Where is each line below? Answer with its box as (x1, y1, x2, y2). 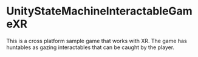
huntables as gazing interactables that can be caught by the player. (6, 44, 175, 51)
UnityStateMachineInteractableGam (6, 4, 193, 18)
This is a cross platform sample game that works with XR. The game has (6, 37, 187, 44)
